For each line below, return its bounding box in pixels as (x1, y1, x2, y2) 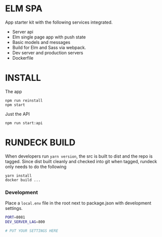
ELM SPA (5, 3, 43, 14)
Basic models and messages (12, 39, 70, 45)
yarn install (5, 173, 32, 178)
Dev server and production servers (12, 50, 84, 56)
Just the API (5, 111, 30, 117)
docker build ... (5, 177, 41, 182)
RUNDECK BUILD (5, 137, 75, 148)
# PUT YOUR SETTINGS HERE (5, 228, 58, 233)
